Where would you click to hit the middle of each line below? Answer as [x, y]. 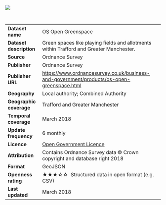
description [21, 49]
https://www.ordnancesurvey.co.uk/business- [96, 73]
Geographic [22, 102]
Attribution [21, 155]
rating [15, 181]
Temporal [19, 116]
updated [18, 195]
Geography [21, 93]
